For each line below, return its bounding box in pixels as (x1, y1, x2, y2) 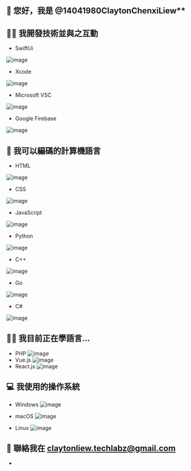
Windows (15, 401, 39, 408)
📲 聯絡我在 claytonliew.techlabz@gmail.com (6, 443, 176, 453)
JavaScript (15, 209, 42, 216)
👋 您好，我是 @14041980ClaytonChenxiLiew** (6, 5, 186, 16)
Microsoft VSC (15, 91, 52, 99)
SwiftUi (15, 45, 33, 52)
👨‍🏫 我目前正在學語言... (6, 333, 91, 343)
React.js (15, 362, 36, 370)
